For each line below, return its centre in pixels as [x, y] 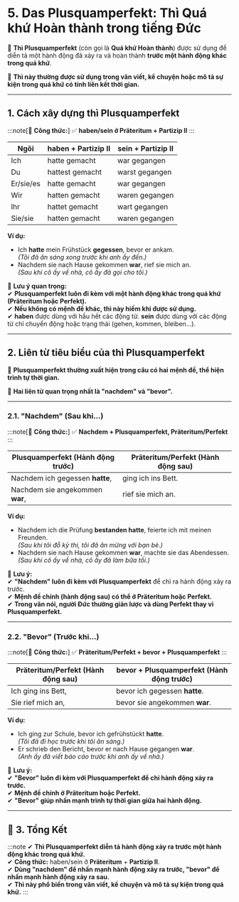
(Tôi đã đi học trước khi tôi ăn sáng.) [71, 741]
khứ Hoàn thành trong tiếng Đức [104, 28]
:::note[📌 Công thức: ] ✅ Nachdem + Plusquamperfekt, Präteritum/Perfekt [118, 431]
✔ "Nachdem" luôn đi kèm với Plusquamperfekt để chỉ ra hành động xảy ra [119, 581]
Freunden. [33, 537]
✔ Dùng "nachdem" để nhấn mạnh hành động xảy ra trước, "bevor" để [113, 869]
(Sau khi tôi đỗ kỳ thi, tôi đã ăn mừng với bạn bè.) [90, 544]
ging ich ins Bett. [150, 478]
